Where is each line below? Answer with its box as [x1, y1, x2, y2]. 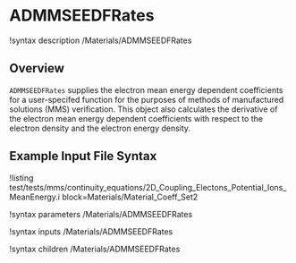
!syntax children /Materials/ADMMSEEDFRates [9, 243, 181, 254]
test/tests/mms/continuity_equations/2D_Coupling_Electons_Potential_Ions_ [9, 182, 287, 192]
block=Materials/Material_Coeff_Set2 [62, 191, 199, 202]
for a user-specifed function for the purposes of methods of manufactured [9, 94, 284, 105]
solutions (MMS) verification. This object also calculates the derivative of [9, 104, 278, 115]
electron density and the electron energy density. [9, 123, 190, 133]
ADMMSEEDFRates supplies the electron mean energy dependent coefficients [9, 84, 283, 95]
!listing [9, 172, 34, 183]
